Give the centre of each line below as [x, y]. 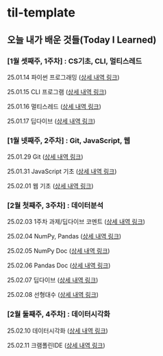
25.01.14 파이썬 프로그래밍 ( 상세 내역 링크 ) [63, 77]
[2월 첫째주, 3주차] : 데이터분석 [55, 205]
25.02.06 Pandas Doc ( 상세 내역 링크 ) [59, 265]
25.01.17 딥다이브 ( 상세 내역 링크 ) [51, 121]
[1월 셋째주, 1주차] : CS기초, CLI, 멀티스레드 [75, 61]
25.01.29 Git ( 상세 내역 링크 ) [45, 157]
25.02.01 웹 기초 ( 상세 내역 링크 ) [50, 186]
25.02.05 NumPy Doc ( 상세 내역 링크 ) [59, 251]
